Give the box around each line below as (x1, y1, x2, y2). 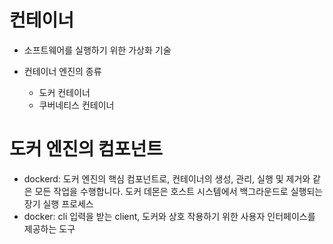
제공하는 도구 (23, 222, 76, 235)
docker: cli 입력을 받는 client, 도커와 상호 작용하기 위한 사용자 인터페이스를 (23, 210, 316, 222)
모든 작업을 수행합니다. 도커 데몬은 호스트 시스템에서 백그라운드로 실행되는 (34, 185, 324, 197)
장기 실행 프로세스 (23, 197, 94, 210)
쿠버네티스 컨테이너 (38, 99, 115, 111)
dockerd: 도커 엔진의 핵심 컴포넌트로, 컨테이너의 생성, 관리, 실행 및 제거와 (23, 172, 311, 185)
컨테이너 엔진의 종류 (23, 65, 102, 77)
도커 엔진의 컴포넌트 (9, 138, 164, 161)
